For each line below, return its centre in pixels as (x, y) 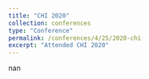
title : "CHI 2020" (39, 16)
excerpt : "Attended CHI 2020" (59, 45)
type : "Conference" (41, 30)
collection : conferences (50, 23)
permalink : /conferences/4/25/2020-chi (75, 38)
